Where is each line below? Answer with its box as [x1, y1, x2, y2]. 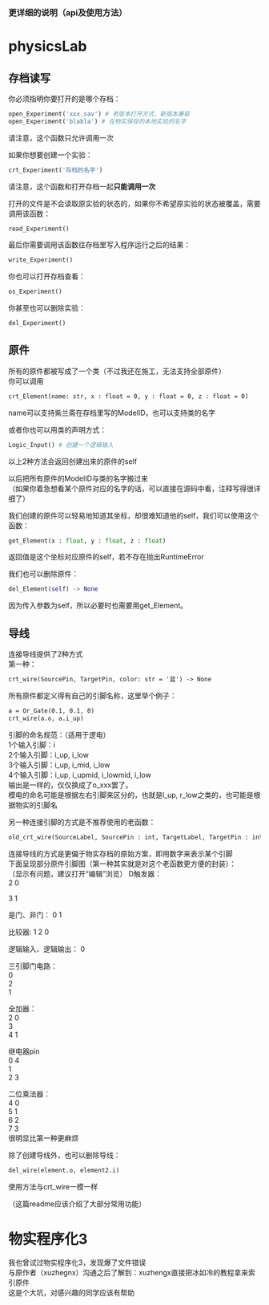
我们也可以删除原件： [8, 569, 78, 579]
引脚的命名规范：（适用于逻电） [8, 730, 110, 739]
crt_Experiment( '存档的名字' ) [8, 166, 103, 174]
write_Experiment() [8, 256, 74, 264]
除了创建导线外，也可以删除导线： [8, 1150, 121, 1160]
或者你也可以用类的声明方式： [8, 425, 106, 434]
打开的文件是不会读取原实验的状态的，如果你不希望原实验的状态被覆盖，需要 [8, 198, 261, 208]
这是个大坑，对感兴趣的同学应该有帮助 [8, 1288, 134, 1298]
